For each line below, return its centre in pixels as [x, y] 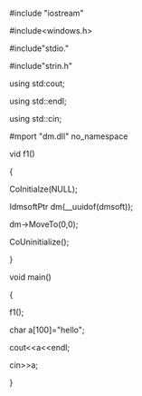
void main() [30, 277]
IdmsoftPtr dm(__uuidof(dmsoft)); [71, 207]
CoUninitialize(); [39, 242]
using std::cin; [36, 119]
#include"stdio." [39, 48]
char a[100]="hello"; [47, 330]
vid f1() [22, 154]
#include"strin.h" [41, 66]
